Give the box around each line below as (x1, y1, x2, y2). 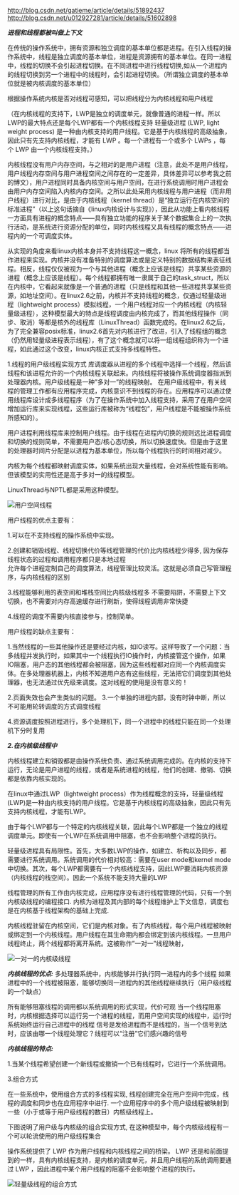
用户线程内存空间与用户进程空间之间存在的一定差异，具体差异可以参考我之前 (7, 169, 232, 178)
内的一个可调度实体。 (13, 232, 76, 240)
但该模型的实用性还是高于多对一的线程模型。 (7, 471, 139, 478)
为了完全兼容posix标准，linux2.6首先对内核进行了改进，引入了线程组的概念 (7, 327, 228, 335)
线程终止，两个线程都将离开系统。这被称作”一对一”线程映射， (7, 939, 188, 948)
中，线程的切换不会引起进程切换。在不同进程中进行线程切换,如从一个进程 (7, 61, 222, 70)
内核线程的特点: (7, 1045, 53, 1052)
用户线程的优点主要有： (7, 516, 76, 524)
